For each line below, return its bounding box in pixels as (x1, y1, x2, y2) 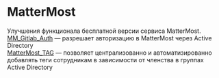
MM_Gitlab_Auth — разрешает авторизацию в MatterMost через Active (7, 34, 212, 42)
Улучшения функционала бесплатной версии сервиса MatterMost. (7, 27, 201, 35)
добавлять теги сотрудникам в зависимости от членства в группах (7, 55, 204, 64)
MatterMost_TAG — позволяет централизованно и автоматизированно (7, 49, 212, 57)
